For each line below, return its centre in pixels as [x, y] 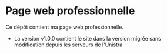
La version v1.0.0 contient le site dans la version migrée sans [87, 38]
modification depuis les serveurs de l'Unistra [68, 45]
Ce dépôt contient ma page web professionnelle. [65, 27]
